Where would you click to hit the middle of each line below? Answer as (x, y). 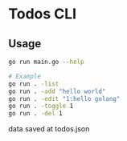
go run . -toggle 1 (41, 106)
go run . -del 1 (35, 114)
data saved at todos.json (49, 129)
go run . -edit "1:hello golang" (64, 99)
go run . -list (34, 84)
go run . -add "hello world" (57, 91)
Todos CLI (43, 14)
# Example (25, 76)
